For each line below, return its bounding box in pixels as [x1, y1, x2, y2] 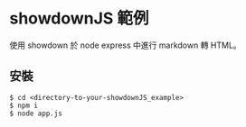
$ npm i [9, 101, 39, 110]
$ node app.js [9, 109, 63, 118]
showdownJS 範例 [9, 8, 149, 29]
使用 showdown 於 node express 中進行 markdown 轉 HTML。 [9, 40, 241, 50]
